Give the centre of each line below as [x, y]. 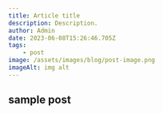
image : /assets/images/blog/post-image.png [82, 61]
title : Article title [44, 16]
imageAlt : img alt [39, 68]
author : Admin [32, 30]
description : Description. [53, 23]
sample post [40, 100]
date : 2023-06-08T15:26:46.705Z [62, 38]
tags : [17, 45]
